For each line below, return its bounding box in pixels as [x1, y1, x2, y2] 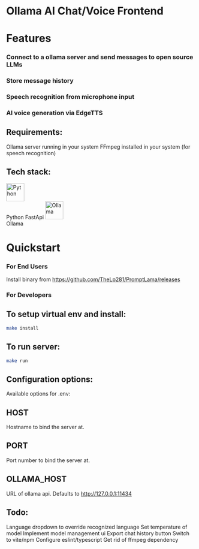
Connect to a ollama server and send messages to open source [6, 53, 194, 61]
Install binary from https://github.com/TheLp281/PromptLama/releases [6, 276, 181, 283]
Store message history [6, 77, 74, 85]
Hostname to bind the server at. [6, 424, 85, 431]
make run [6, 358, 28, 364]
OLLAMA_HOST [6, 474, 67, 484]
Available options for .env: [6, 390, 71, 397]
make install [6, 325, 39, 331]
